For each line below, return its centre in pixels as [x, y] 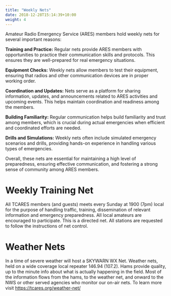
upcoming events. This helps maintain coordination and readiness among [82, 102]
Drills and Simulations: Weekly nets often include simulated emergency [81, 138]
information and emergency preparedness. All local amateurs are [74, 215]
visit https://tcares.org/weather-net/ [43, 288]
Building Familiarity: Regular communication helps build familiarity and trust [86, 117]
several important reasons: [33, 39]
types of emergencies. [29, 149]
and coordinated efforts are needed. [43, 128]
